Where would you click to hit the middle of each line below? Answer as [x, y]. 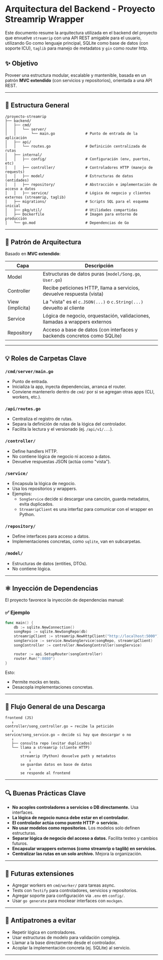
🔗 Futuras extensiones [40, 873]
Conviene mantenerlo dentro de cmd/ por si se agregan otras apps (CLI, [83, 392]
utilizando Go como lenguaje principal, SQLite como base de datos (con [77, 43]
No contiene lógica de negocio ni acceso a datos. [62, 456]
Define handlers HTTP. [35, 451]
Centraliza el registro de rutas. [42, 419]
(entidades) [17, 180]
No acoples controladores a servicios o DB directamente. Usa [75, 808]
